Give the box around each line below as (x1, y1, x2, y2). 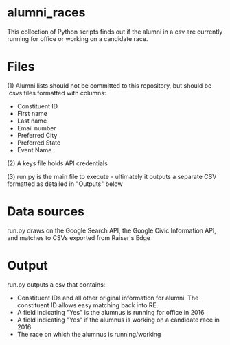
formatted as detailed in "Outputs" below (7, 180, 123, 188)
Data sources (7, 204, 84, 219)
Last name (16, 117, 47, 125)
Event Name (16, 145, 52, 154)
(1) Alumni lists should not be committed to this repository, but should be (7, 81, 212, 90)
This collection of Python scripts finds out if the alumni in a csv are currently (7, 27, 223, 36)
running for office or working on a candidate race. (7, 34, 148, 43)
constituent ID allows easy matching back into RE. (16, 300, 159, 309)
